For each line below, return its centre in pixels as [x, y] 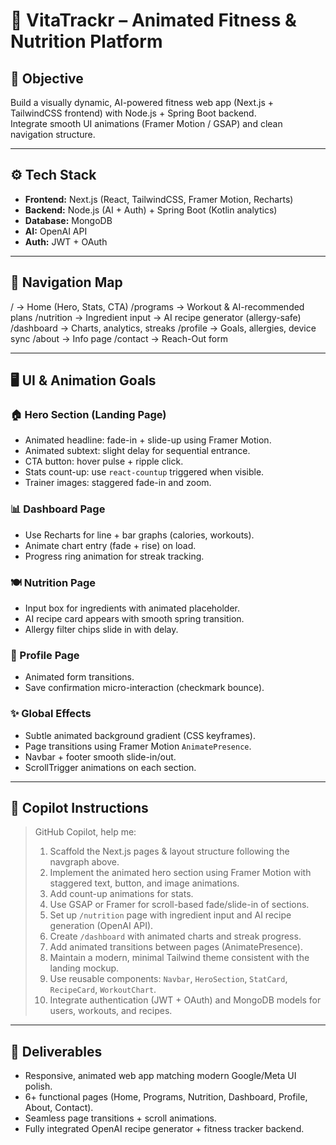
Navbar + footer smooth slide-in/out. [100, 756]
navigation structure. [53, 134]
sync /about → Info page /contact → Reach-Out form [119, 338]
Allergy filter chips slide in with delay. [101, 629]
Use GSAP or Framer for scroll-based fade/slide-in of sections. [179, 905]
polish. [38, 1086]
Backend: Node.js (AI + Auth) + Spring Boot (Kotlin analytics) [151, 210]
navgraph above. [84, 862]
